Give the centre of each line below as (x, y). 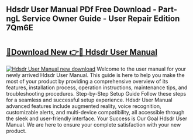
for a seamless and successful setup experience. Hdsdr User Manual (89, 100)
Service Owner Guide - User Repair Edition (101, 19)
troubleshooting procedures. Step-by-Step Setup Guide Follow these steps (96, 94)
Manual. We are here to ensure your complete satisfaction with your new (94, 125)
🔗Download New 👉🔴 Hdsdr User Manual (82, 52)
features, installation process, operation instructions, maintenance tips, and (97, 87)
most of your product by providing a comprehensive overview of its (87, 81)
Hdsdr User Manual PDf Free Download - (81, 10)
